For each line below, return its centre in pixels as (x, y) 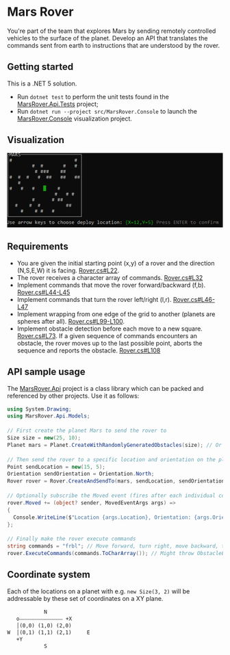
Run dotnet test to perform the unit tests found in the (93, 97)
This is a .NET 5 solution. (42, 84)
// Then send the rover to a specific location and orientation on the (111, 459)
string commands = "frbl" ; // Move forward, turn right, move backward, (113, 546)
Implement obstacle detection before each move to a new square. (110, 329)
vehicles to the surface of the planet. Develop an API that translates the (107, 38)
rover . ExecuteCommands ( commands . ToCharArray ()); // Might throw (101, 554)
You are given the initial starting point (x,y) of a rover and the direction (116, 263)
